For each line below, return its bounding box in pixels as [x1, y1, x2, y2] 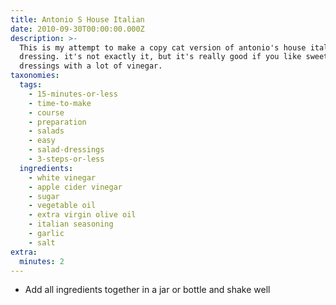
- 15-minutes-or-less [28, 89, 118, 99]
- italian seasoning [28, 219, 114, 230]
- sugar [28, 191, 60, 201]
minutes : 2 [19, 256, 65, 266]
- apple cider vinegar [28, 182, 123, 192]
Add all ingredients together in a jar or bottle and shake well [24, 284, 271, 296]
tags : [19, 80, 43, 90]
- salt [28, 237, 56, 248]
